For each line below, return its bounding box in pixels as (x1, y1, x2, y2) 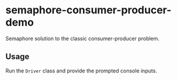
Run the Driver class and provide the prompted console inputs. (5, 67, 157, 74)
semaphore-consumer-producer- (5, 3, 172, 17)
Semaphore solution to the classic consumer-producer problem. (5, 35, 160, 42)
